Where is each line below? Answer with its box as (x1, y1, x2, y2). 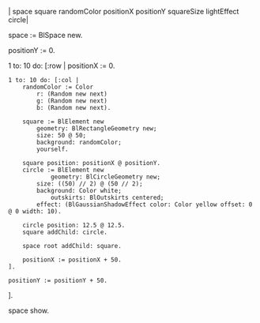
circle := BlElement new (22, 166, 104, 174)
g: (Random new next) (36, 97, 108, 105)
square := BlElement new (22, 118, 104, 126)
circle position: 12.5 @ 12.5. (22, 221, 126, 229)
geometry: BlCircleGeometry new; (50, 173, 160, 181)
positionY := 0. (8, 46, 55, 54)
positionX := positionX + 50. (22, 256, 122, 264)
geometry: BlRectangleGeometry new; (36, 125, 157, 133)
